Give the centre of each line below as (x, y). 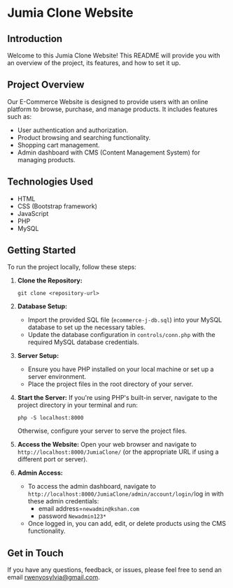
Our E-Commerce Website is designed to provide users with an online (108, 101)
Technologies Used (50, 182)
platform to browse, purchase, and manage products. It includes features (113, 109)
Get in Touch (36, 553)
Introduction (35, 39)
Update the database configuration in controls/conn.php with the (121, 335)
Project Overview (46, 85)
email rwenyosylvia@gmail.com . (54, 578)
